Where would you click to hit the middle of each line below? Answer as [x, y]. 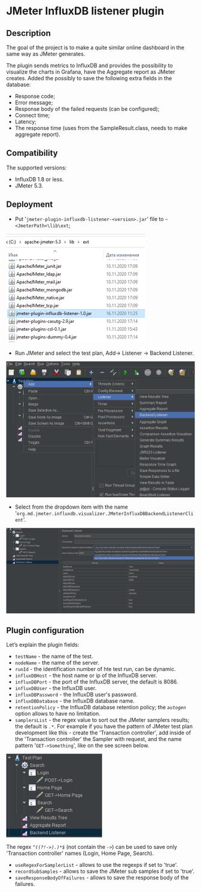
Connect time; [32, 115]
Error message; [34, 102]
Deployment [30, 205]
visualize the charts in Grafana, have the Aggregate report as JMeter [91, 72]
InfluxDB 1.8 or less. [39, 179]
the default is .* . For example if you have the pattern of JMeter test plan [104, 726]
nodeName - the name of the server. [57, 663]
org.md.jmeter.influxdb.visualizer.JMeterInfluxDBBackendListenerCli [105, 514]
